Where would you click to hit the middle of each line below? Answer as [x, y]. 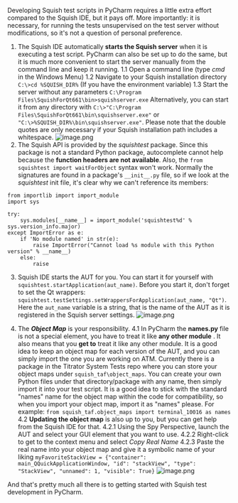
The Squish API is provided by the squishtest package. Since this [113, 145]
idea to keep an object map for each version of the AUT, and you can [119, 351]
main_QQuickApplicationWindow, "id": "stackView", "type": [107, 464]
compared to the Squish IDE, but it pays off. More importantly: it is [104, 18]
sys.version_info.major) [44, 227]
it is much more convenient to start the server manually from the [112, 62]
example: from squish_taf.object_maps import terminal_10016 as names [124, 412]
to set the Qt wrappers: [52, 292]
